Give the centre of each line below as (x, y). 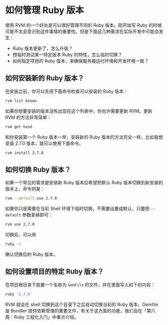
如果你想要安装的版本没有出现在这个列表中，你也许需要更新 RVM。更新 (79, 111)
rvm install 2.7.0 (24, 153)
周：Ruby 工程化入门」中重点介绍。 (42, 317)
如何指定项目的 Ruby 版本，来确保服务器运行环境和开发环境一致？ (80, 61)
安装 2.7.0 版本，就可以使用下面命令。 (44, 143)
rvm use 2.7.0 (20, 224)
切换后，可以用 (21, 234)
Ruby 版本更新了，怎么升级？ (43, 48)
